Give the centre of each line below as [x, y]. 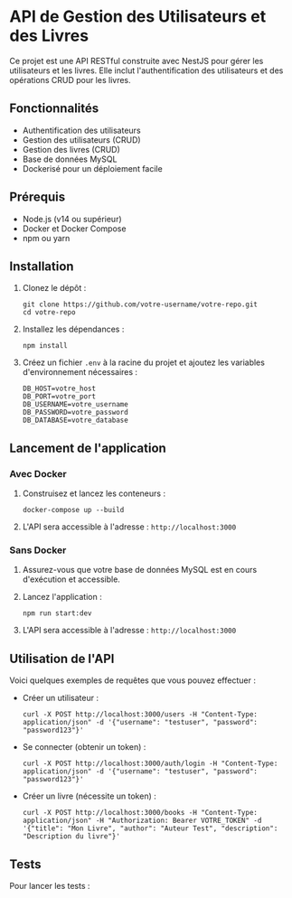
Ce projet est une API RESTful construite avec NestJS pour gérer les [137, 61]
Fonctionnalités [54, 109]
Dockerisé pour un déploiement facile [92, 168]
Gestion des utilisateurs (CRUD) [82, 140]
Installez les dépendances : [73, 329]
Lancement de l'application [88, 448]
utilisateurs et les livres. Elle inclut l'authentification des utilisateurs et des [146, 70]
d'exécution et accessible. [71, 579]
